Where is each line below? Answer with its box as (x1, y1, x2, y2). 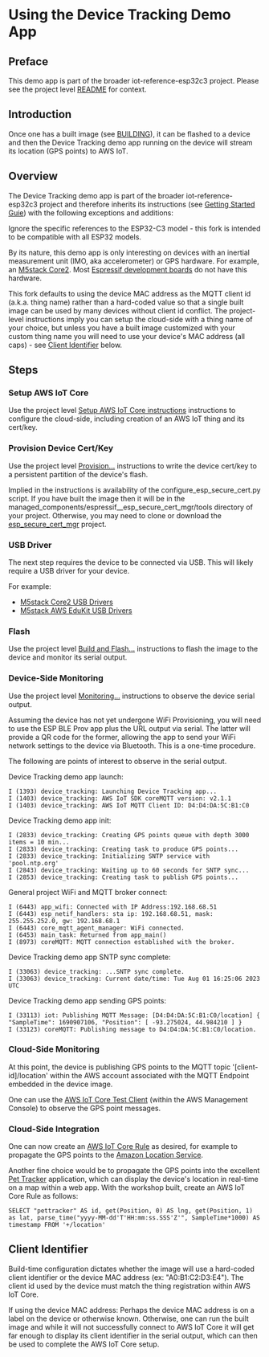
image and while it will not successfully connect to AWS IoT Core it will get (8, 1322, 255, 1331)
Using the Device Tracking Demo (8, 6, 231, 24)
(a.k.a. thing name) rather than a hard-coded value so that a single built (8, 297, 244, 307)
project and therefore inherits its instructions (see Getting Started (39, 199, 255, 209)
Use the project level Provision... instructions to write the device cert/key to (8, 460, 257, 471)
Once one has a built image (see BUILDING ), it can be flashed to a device (8, 129, 251, 138)
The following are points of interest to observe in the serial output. (8, 756, 227, 766)
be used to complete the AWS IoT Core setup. (8, 1339, 160, 1349)
